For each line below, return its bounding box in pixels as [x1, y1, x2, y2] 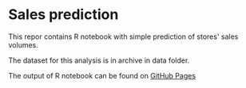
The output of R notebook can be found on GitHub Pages [8, 71, 196, 80]
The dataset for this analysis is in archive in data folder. [8, 55, 190, 65]
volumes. [8, 40, 38, 49]
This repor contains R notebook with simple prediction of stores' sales [8, 32, 239, 41]
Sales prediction [8, 6, 119, 24]
